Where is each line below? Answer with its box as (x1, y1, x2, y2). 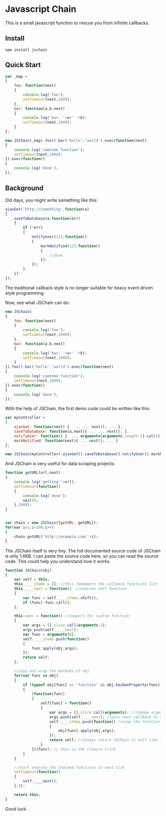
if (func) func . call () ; (23, 600, 72, 605)
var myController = (5, 415, 45, 420)
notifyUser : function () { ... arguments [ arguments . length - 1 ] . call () (14, 433, 161, 439)
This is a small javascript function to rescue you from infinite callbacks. (5, 20, 150, 26)
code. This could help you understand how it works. (5, 558, 111, 564)
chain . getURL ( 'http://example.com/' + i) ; (14, 534, 98, 539)
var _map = (5, 74, 28, 79)
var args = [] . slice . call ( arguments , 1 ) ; (23, 623, 107, 628)
